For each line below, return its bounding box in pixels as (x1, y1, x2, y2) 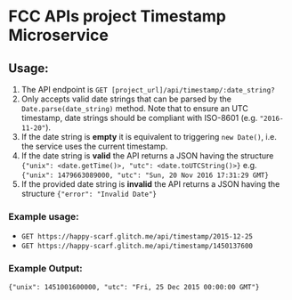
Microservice (8, 25, 109, 45)
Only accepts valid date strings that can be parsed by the (20, 93, 232, 104)
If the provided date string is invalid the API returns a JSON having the (20, 179, 280, 189)
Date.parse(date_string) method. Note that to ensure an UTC (20, 103, 248, 113)
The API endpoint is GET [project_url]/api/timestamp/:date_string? (20, 85, 275, 94)
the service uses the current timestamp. (20, 141, 168, 151)
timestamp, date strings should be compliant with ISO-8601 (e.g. (20, 113, 258, 123)
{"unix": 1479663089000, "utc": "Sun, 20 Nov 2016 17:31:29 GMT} (20, 171, 269, 180)
